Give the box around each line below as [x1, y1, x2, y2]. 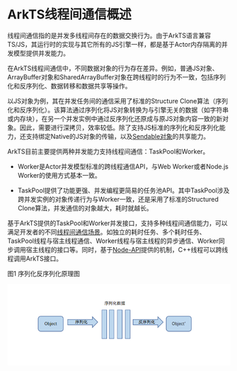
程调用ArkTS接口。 [7, 254, 63, 263]
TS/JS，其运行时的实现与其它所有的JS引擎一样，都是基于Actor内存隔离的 [7, 40, 221, 48]
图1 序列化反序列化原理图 [7, 269, 80, 278]
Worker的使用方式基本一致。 [17, 171, 101, 179]
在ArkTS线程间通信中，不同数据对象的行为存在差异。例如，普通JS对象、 [7, 64, 219, 72]
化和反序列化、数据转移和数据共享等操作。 [7, 81, 132, 90]
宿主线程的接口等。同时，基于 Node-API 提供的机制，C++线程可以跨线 [25, 245, 229, 253]
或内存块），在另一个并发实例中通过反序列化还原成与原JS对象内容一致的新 [7, 114, 223, 122]
